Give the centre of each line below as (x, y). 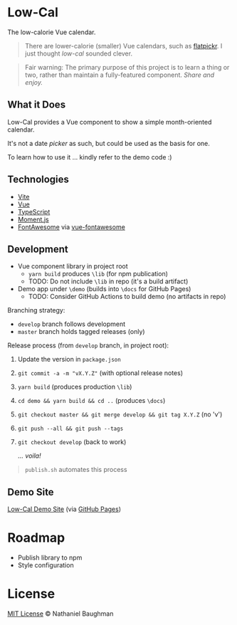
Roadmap (36, 538)
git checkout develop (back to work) (72, 442)
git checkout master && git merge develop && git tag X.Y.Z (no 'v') (120, 414)
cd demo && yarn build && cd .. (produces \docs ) (91, 401)
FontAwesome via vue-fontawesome (72, 227)
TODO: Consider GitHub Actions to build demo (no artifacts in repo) (127, 297)
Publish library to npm (50, 558)
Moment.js (33, 219)
